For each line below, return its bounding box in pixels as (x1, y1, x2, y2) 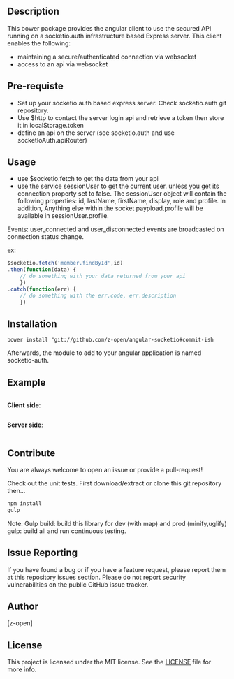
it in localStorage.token (17, 121, 84, 129)
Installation (7, 318, 57, 330)
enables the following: (7, 38, 71, 48)
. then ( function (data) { (7, 266, 77, 273)
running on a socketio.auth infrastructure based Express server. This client (7, 31, 222, 40)
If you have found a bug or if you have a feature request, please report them (7, 565, 226, 574)
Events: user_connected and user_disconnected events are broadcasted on (7, 225, 225, 233)
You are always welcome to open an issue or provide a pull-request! (7, 466, 203, 474)
